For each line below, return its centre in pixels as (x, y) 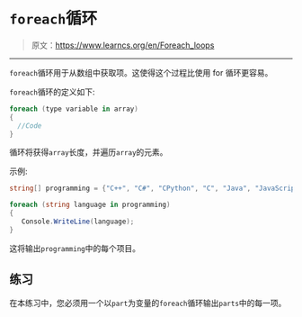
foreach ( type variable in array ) (74, 109)
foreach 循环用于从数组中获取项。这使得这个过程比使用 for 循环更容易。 (141, 72)
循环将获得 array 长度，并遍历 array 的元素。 (89, 152)
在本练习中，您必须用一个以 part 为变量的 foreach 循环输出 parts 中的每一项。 (148, 303)
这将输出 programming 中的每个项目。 (75, 248)
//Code (30, 126)
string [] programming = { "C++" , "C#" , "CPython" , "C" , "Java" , (130, 189)
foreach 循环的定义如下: (53, 92)
